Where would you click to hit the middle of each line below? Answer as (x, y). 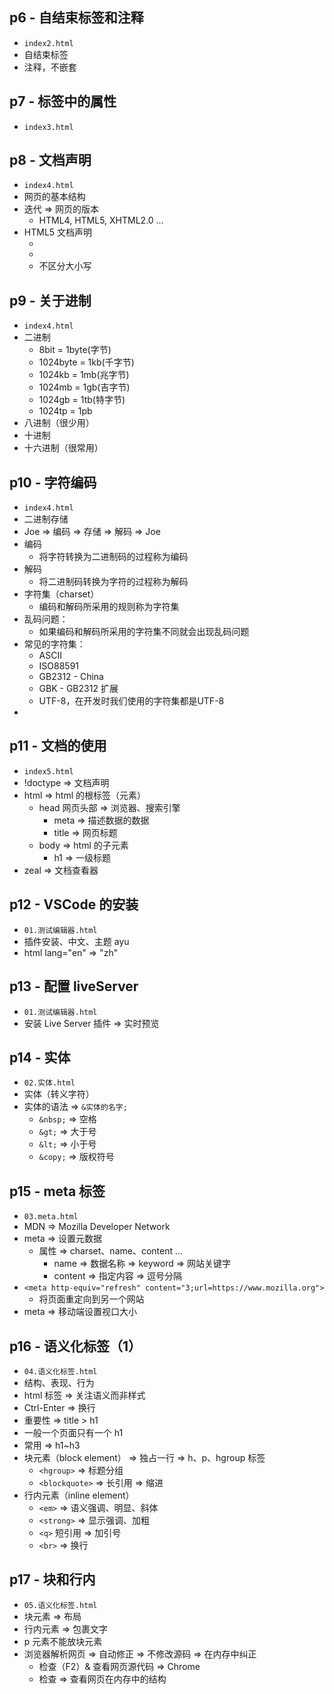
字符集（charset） (61, 594)
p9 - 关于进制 (50, 300)
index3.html (48, 127)
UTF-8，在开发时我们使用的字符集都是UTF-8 (131, 701)
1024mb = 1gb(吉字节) (84, 387)
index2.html (48, 43)
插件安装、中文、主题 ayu (76, 941)
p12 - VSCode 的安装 (74, 904)
